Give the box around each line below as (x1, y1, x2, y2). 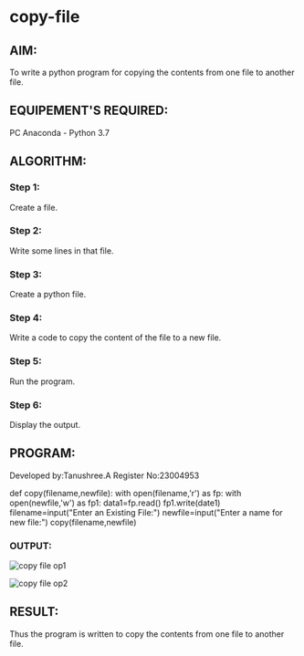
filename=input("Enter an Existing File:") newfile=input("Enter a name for (9, 506, 283, 517)
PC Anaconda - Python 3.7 (9, 127, 110, 138)
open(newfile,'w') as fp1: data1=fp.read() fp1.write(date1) (9, 497, 221, 508)
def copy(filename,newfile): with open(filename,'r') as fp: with (9, 487, 242, 498)
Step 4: (9, 312, 43, 325)
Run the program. (9, 376, 76, 387)
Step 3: (9, 267, 43, 280)
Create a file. (9, 202, 58, 213)
